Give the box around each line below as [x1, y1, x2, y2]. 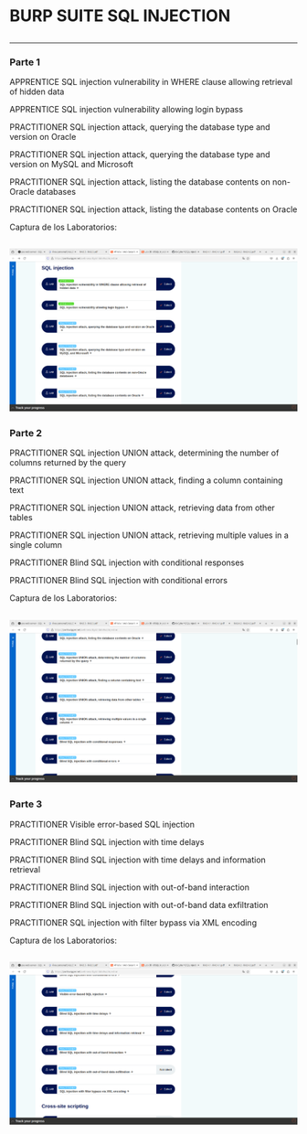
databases [36, 186, 76, 197]
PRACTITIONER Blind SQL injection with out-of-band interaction [9, 882, 249, 893]
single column [9, 540, 62, 551]
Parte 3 [9, 797, 43, 810]
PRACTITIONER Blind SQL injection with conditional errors [9, 575, 228, 586]
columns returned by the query [9, 457, 126, 468]
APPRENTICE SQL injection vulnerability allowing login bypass [9, 103, 244, 114]
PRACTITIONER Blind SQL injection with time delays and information [9, 854, 267, 865]
